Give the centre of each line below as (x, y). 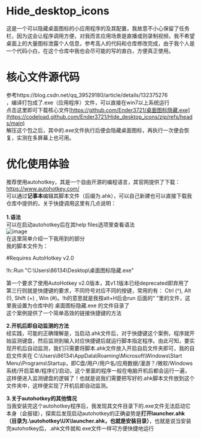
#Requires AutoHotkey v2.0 (40, 258)
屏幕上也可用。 (56, 138)
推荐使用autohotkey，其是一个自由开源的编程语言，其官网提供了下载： (93, 182)
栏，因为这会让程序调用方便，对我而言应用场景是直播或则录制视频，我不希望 (100, 36)
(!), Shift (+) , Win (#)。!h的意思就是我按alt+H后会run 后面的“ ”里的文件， (96, 298)
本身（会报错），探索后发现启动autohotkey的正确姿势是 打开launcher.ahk (96, 413)
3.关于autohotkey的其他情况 (42, 398)
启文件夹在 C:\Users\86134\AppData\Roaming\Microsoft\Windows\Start (94, 355)
